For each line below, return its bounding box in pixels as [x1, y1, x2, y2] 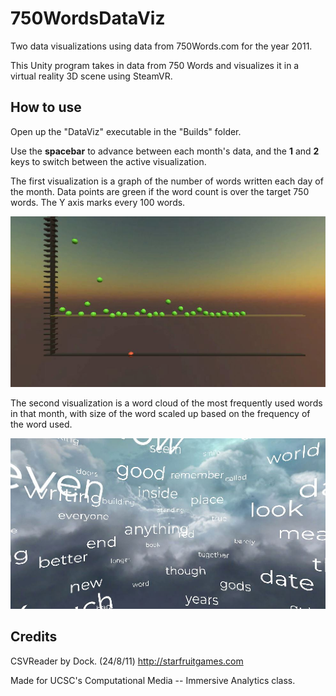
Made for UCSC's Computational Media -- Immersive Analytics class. [10, 674, 296, 686]
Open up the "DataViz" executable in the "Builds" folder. [10, 125, 242, 137]
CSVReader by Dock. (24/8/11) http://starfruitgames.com [10, 655, 244, 667]
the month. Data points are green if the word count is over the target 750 [10, 185, 310, 197]
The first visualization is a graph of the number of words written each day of [10, 175, 324, 187]
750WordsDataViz [10, 7, 166, 30]
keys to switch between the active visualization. [10, 155, 207, 167]
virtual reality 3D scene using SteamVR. [10, 70, 173, 82]
